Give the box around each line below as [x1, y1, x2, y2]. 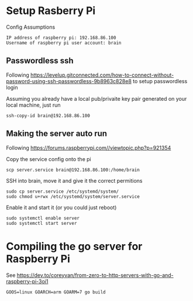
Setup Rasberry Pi [6, 4, 96, 18]
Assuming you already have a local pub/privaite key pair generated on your [6, 95, 187, 102]
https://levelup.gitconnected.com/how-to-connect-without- [30, 71, 174, 78]
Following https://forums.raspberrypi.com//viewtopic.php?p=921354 [6, 144, 171, 151]
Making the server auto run [6, 129, 107, 139]
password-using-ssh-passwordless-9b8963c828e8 [6, 77, 132, 84]
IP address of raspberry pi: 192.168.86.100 [6, 35, 116, 40]
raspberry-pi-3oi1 [6, 278, 49, 285]
